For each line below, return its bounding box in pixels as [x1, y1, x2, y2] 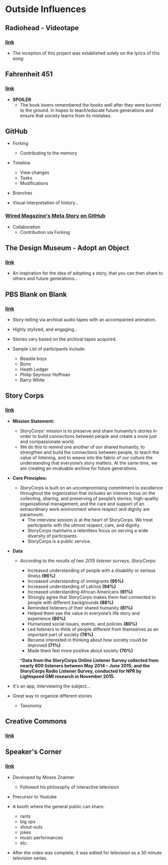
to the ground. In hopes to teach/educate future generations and [20, 107, 153, 113]
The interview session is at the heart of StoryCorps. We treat [27, 516, 153, 523]
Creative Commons [5, 717, 67, 726]
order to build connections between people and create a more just [20, 433, 157, 439]
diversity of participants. [27, 533, 78, 539]
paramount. [20, 511, 44, 517]
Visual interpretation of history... [12, 200, 79, 206]
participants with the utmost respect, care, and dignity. [27, 522, 141, 528]
